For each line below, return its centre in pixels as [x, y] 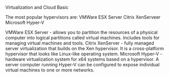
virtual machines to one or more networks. [50, 70]
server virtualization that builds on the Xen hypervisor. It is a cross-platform [85, 48]
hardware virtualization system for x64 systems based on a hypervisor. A [82, 59]
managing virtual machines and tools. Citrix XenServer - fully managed [80, 43]
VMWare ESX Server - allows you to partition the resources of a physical [82, 32]
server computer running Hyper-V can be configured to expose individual [82, 65]
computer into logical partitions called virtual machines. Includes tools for [82, 38]
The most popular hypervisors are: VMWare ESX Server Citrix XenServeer [83, 17]
